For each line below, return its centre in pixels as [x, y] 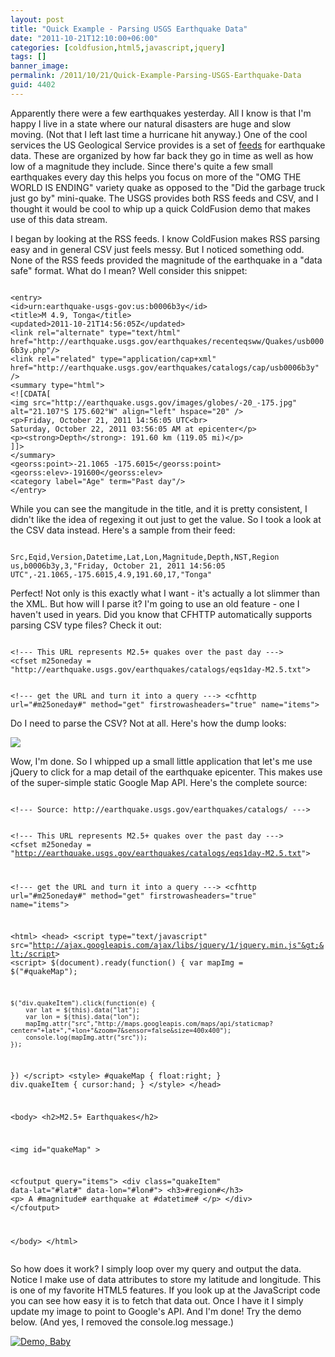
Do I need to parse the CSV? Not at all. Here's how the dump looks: [148, 723]
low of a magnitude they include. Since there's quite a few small [141, 166]
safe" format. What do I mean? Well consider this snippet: [129, 270]
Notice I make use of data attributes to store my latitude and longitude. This [166, 1280]
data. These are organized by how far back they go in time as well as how [162, 155]
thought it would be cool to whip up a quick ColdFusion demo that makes [160, 208]
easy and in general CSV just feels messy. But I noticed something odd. [157, 249]
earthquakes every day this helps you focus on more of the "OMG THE [156, 177]
